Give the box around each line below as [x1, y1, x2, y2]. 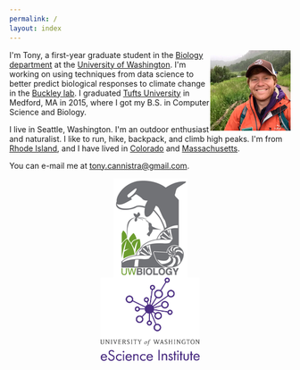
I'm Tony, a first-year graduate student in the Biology [9, 49, 204, 60]
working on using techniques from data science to [9, 68, 195, 80]
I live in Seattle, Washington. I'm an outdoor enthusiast [9, 123, 210, 134]
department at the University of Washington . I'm [9, 59, 187, 70]
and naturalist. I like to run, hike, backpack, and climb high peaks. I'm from [9, 133, 283, 144]
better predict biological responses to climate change [9, 78, 205, 88]
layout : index [9, 23, 62, 33]
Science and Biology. [9, 106, 87, 117]
